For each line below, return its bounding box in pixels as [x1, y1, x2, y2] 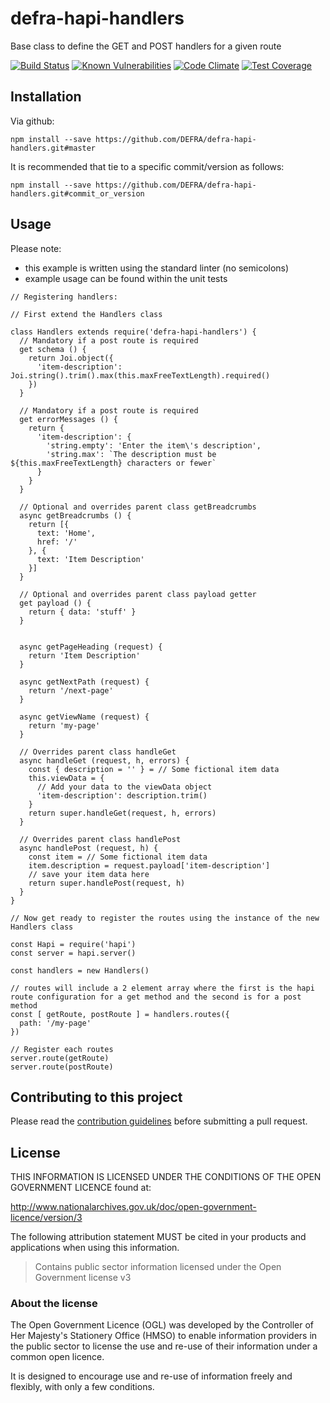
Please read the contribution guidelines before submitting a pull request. [10, 1115, 308, 1127]
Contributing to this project [10, 1088, 183, 1106]
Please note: [10, 242, 62, 254]
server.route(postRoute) [10, 1062, 114, 1072]
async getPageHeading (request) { [19, 642, 163, 652]
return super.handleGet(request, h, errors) [28, 808, 217, 818]
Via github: [10, 115, 55, 127]
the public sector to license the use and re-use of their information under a [10, 1340, 318, 1352]
